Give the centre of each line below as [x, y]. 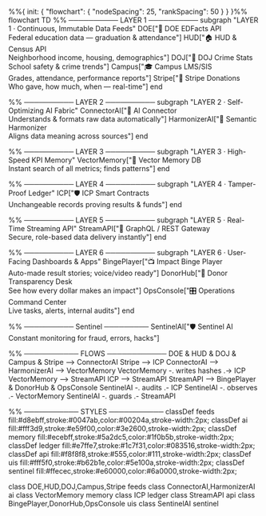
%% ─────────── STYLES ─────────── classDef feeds [111, 412]
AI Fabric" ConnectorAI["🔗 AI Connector [111, 110]
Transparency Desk [40, 282]
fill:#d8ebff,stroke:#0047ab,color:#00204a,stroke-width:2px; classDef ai [128, 420]
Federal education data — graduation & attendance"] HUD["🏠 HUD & [123, 38]
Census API [28, 49]
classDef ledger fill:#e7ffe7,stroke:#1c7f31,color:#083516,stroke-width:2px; [132, 446]
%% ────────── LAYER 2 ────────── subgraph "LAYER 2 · [117, 102]
